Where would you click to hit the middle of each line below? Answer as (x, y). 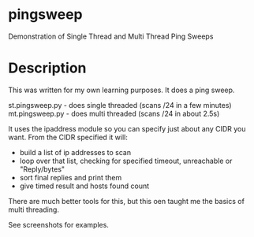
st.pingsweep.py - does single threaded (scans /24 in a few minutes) (120, 105)
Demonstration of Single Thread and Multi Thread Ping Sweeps (111, 36)
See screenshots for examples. (58, 224)
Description (47, 68)
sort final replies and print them (71, 177)
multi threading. (34, 209)
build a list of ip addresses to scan (75, 152)
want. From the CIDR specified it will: (68, 137)
